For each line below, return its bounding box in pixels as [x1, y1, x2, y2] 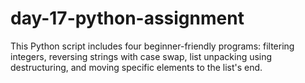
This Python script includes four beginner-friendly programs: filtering [10, 40, 295, 52]
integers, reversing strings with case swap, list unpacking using [10, 50, 273, 62]
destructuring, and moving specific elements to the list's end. [10, 61, 263, 73]
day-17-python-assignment [10, 7, 245, 30]
